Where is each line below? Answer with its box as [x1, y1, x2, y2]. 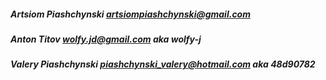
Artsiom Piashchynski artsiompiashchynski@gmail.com [10, 8, 251, 20]
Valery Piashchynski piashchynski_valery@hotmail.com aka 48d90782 [10, 58, 316, 70]
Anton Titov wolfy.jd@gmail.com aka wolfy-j [10, 33, 202, 45]
